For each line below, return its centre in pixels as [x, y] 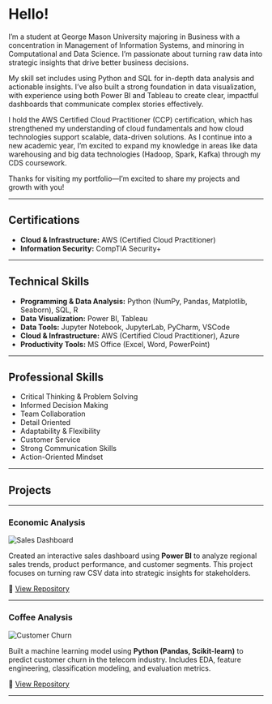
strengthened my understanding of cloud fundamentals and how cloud [126, 128]
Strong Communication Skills [68, 449]
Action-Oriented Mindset [62, 457]
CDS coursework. [38, 162]
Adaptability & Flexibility [60, 431]
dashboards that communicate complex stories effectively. [106, 104]
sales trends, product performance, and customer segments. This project [131, 564]
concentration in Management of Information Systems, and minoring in [126, 45]
